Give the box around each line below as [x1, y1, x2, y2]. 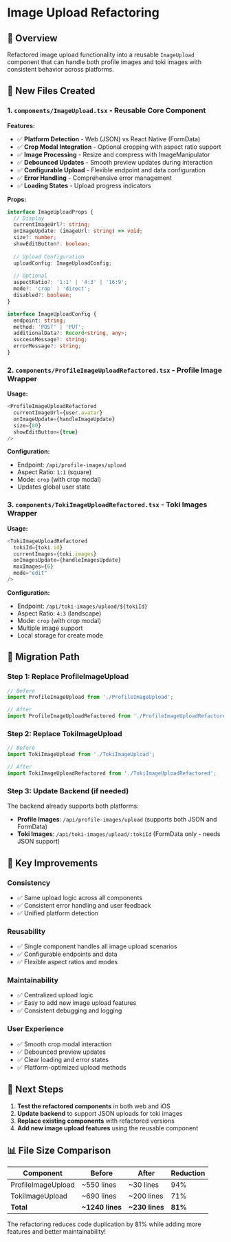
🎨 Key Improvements [7, 857, 98, 869]
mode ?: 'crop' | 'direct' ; [13, 285, 91, 292]
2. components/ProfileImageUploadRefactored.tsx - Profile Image [7, 365, 222, 375]
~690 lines [81, 1191, 117, 1201]
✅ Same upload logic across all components [16, 893, 143, 902]
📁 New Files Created [7, 85, 96, 97]
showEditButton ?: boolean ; [13, 241, 91, 247]
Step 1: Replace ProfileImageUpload [7, 672, 129, 682]
